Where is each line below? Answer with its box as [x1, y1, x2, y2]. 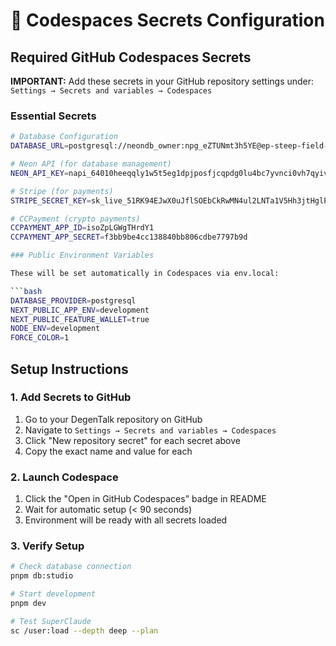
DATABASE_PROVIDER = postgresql [10, 295, 137, 306]
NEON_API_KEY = [10, 168, 70, 178]
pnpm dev [10, 599, 47, 609]
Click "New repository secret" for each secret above [24, 434, 241, 446]
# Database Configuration [10, 132, 118, 142]
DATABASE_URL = [10, 141, 70, 151]
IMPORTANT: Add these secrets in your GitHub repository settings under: [10, 75, 315, 87]
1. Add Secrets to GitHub [10, 390, 132, 404]
